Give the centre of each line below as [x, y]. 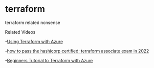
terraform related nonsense [33, 23]
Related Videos [20, 32]
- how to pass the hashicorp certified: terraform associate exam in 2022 [77, 51]
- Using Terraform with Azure [34, 41]
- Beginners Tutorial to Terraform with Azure [49, 60]
